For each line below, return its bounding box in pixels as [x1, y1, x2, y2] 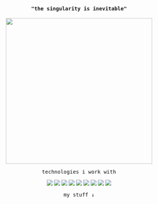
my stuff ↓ [63, 192, 95, 198]
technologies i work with [42, 168, 116, 175]
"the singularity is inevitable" [31, 5, 127, 12]
